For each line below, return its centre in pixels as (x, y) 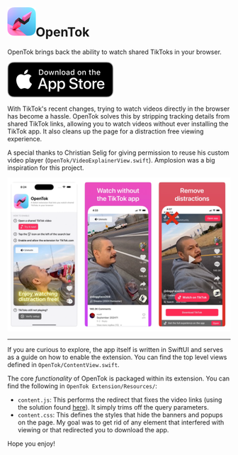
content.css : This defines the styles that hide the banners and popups (120, 415)
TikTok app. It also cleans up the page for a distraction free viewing (106, 131)
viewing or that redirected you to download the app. (93, 429)
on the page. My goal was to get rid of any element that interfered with (121, 422)
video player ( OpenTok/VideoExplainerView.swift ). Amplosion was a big (111, 160)
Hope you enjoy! (31, 444)
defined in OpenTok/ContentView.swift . (63, 364)
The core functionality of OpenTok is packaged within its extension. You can (119, 378)
